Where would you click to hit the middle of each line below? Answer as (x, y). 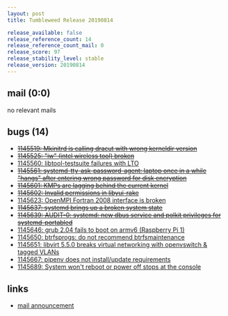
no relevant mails (32, 110)
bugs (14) (28, 132)
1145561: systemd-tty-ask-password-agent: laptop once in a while (112, 171)
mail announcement (46, 306)
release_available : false (44, 33)
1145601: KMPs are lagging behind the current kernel (93, 186)
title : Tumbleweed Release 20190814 (60, 20)
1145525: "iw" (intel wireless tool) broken (75, 156)
